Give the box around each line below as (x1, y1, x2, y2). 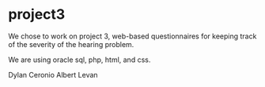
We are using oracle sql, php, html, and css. (8, 55, 151, 64)
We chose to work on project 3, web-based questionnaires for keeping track (8, 31, 257, 41)
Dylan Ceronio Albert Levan (8, 70, 98, 79)
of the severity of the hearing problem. (8, 39, 134, 49)
